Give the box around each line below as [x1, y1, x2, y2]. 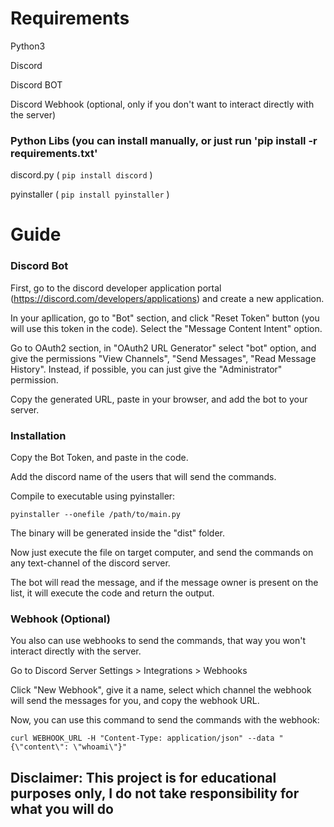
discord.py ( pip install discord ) [10, 169, 153, 181]
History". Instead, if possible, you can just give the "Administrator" [10, 363, 283, 375]
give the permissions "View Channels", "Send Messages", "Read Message [10, 352, 317, 364]
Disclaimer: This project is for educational [10, 769, 277, 786]
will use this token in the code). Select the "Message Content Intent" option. [10, 322, 323, 334]
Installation [10, 428, 67, 442]
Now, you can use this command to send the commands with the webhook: [10, 714, 320, 726]
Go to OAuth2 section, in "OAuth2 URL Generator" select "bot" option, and [10, 342, 317, 354]
